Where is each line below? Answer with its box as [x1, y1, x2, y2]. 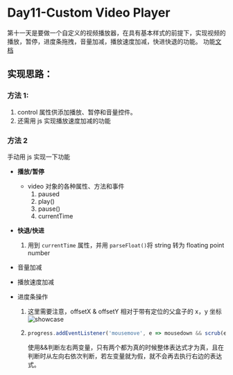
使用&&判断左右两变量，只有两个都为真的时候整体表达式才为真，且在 [27, 343, 224, 351]
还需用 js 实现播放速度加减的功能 [17, 116, 111, 125]
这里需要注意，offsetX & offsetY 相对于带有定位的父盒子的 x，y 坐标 [27, 307, 222, 315]
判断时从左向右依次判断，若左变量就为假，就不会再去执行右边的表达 [27, 351, 223, 360]
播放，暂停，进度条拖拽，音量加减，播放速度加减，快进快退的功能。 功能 [7, 37, 216, 46]
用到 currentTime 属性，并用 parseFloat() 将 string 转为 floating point [27, 241, 225, 249]
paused [37, 189, 60, 198]
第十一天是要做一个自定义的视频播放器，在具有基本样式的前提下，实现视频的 [7, 28, 226, 37]
